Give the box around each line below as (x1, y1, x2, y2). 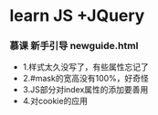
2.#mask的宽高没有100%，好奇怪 (22, 73, 149, 84)
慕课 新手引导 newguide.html (9, 40, 139, 53)
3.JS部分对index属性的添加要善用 (22, 84, 149, 95)
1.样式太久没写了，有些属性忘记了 (22, 62, 149, 72)
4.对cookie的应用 (22, 96, 89, 107)
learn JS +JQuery (9, 5, 145, 26)
